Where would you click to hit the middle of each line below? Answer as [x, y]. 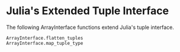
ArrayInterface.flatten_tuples [45, 38]
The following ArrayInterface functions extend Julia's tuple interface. [90, 27]
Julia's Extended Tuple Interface [88, 11]
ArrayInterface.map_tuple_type [45, 43]
